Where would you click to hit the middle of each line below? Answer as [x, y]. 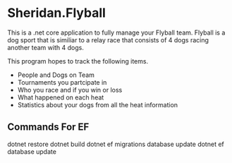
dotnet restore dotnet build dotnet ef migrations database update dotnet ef [116, 144]
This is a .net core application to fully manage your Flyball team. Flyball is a [116, 32]
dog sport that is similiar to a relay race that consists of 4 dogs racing [108, 40]
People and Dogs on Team [56, 75]
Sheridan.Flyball [56, 13]
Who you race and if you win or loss [70, 90]
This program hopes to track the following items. [78, 61]
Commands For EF [48, 127]
